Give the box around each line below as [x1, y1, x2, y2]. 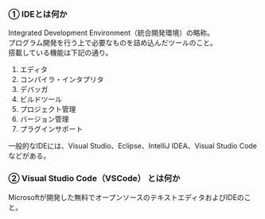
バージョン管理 [19, 114, 69, 124]
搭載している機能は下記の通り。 [8, 48, 113, 58]
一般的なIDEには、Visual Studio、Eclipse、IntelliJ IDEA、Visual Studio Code [8, 141, 257, 151]
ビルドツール [19, 94, 62, 104]
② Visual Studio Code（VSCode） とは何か [8, 173, 181, 184]
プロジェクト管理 [19, 105, 76, 114]
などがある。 [8, 151, 50, 161]
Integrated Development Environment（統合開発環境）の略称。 [8, 28, 215, 38]
